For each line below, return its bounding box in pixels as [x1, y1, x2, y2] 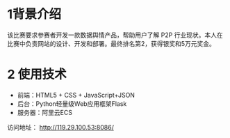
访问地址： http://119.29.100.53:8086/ [7, 123, 115, 131]
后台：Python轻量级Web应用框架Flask [17, 99, 127, 108]
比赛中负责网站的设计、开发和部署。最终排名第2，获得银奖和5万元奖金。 [7, 39, 215, 47]
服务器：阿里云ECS [17, 108, 73, 116]
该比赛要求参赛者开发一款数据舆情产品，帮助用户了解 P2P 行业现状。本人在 [7, 31, 224, 39]
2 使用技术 [7, 67, 67, 82]
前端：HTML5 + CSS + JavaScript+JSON [17, 91, 135, 99]
